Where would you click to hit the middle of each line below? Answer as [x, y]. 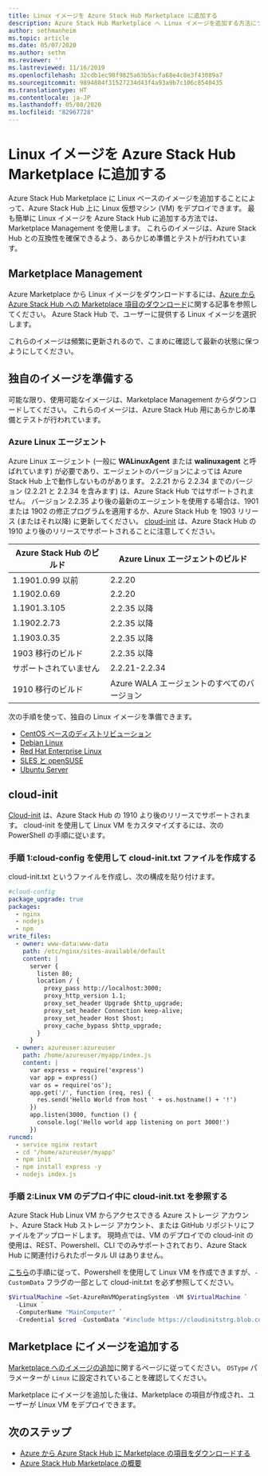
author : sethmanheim [43, 30]
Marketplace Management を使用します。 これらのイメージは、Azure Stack [132, 228]
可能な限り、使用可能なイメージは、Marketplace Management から [118, 399]
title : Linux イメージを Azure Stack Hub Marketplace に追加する [113, 16]
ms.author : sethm [37, 53]
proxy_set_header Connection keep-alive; [113, 1010]
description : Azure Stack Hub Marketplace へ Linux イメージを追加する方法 [130, 23]
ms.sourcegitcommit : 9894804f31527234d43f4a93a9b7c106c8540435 [116, 82]
